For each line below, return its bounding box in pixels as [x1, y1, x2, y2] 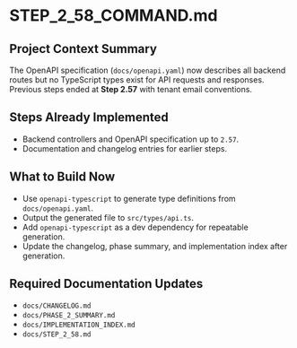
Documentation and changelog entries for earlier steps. [22, 143, 227, 153]
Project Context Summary [9, 41, 157, 57]
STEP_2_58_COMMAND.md [9, 5, 218, 26]
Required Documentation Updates [9, 276, 204, 291]
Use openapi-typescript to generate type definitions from [22, 193, 236, 204]
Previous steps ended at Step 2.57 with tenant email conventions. [9, 84, 253, 94]
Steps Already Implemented [9, 109, 169, 126]
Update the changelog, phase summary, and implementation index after [22, 240, 288, 251]
